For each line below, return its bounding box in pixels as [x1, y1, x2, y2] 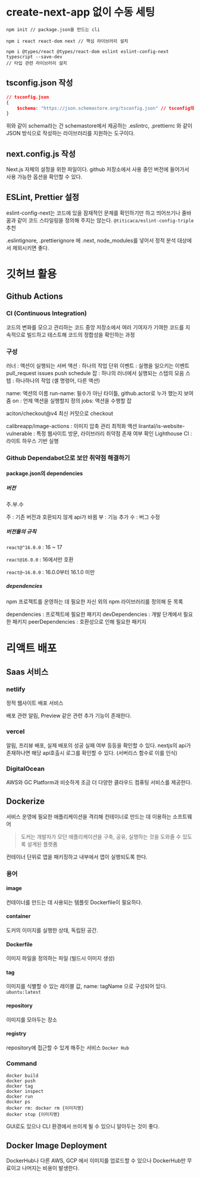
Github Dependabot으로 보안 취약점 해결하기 [6, 454, 130, 462]
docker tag [6, 1083, 33, 1089]
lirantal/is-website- [138, 423, 185, 430]
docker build [6, 1073, 39, 1079]
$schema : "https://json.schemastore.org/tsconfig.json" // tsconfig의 [17, 105, 195, 111]
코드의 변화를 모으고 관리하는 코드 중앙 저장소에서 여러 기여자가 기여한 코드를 [6, 323, 185, 331]
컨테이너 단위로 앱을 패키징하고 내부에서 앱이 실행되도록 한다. [6, 853, 148, 860]
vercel [6, 727, 25, 736]
